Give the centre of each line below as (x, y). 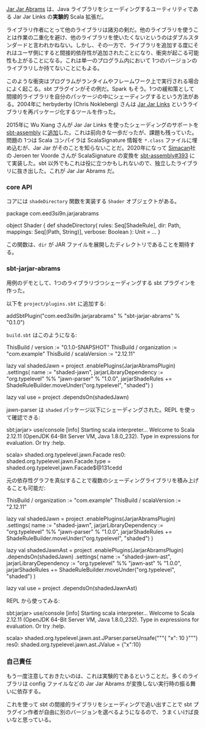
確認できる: (26, 417)
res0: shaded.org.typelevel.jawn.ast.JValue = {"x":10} (74, 644)
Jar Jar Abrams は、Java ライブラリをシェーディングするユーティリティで (100, 9)
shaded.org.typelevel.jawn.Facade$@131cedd (64, 468)
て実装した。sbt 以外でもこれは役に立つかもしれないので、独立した (91, 163)
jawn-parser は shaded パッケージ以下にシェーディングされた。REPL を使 (98, 409)
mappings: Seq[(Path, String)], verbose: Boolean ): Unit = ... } (84, 232)
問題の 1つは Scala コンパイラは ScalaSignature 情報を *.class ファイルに (99, 140)
